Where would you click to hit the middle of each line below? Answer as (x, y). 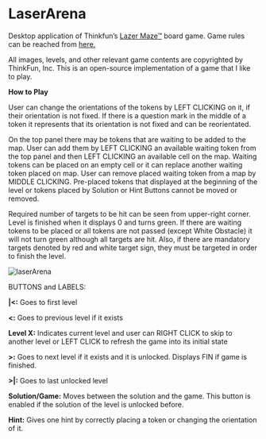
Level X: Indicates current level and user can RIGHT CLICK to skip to (120, 333)
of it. (16, 428)
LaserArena (47, 14)
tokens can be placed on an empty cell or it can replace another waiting (125, 164)
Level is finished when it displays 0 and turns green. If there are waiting (125, 222)
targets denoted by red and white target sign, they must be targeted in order (133, 248)
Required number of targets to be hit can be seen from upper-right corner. (130, 214)
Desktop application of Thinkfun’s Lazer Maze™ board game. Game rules (127, 36)
